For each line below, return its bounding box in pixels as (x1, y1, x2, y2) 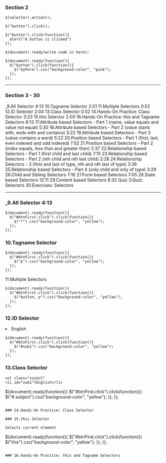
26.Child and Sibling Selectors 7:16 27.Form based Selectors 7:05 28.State (5, 171, 156, 177)
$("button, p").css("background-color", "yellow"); (14, 295, 123, 300)
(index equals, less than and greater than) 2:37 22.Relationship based (5, 145, 147, 151)
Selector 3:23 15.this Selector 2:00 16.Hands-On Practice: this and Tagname (5, 113, 160, 120)
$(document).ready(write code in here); (5, 50, 90, 55)
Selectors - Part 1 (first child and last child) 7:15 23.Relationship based (5, 151, 147, 156)
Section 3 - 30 (5, 92, 41, 99)
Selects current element (5, 425, 56, 430)
